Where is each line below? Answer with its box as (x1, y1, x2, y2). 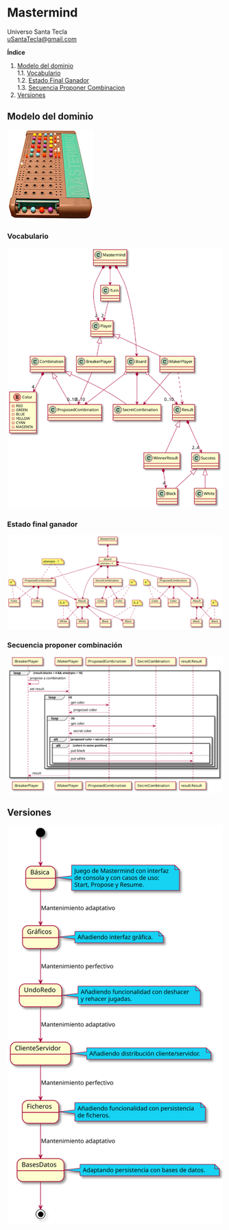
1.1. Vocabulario (16, 69, 61, 77)
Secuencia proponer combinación (7, 640, 123, 649)
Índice (7, 48, 25, 56)
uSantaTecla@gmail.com (7, 34, 77, 43)
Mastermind (7, 5, 78, 21)
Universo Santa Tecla (7, 28, 67, 36)
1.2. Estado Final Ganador (16, 76, 90, 84)
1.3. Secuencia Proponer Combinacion (16, 83, 125, 91)
